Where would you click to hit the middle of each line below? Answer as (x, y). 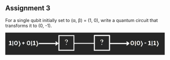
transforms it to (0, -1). (29, 25)
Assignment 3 (28, 8)
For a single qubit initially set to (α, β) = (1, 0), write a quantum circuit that (82, 20)
